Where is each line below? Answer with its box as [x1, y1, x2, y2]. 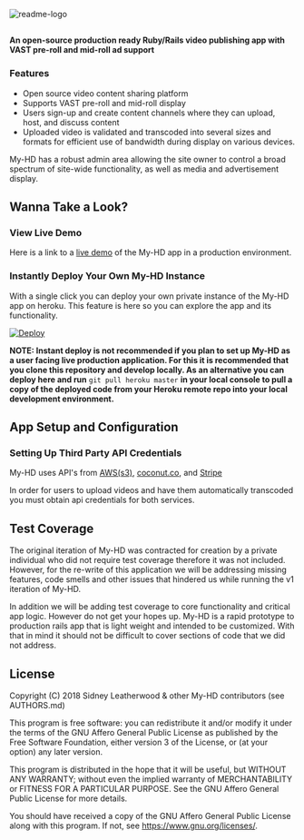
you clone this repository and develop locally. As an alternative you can [9, 364, 284, 375]
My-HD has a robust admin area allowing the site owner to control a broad [9, 153, 286, 164]
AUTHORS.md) [9, 699, 65, 710]
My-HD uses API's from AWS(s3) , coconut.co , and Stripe [9, 468, 222, 479]
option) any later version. [9, 746, 103, 757]
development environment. [9, 393, 115, 404]
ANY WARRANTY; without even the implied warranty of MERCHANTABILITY [9, 773, 293, 785]
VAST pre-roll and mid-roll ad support [9, 44, 155, 55]
